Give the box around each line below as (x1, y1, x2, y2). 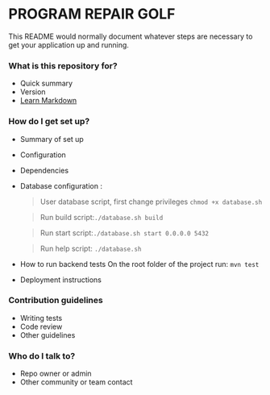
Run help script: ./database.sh (39, 243, 142, 253)
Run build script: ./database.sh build (39, 212, 164, 222)
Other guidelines (19, 330, 76, 339)
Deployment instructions (19, 275, 102, 285)
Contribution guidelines (8, 295, 103, 306)
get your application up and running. (8, 39, 129, 49)
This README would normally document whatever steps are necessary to (8, 31, 253, 41)
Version (19, 87, 46, 97)
